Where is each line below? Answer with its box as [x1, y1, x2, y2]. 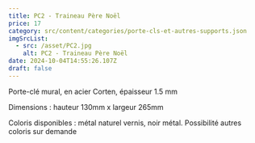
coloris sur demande [8, 126, 77, 136]
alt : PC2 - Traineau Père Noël [23, 49, 128, 57]
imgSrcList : [8, 34, 48, 43]
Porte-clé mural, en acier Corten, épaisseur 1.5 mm [8, 86, 178, 96]
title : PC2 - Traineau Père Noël [8, 11, 121, 20]
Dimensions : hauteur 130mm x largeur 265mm [8, 102, 164, 111]
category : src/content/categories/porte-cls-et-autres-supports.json [8, 27, 248, 35]
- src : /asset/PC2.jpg [15, 42, 92, 50]
